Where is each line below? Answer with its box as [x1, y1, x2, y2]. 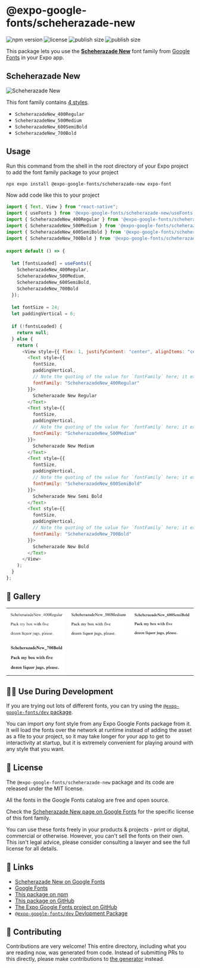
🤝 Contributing [6, 927, 62, 937]
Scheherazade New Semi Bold [32, 493, 102, 499]
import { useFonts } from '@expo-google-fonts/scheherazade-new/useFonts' [6, 210, 196, 217]
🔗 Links [6, 862, 34, 873]
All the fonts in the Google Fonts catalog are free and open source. [6, 796, 170, 803]
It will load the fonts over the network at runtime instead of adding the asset [6, 726, 192, 734]
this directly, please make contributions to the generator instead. [6, 955, 165, 963]
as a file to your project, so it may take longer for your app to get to [6, 732, 171, 740]
